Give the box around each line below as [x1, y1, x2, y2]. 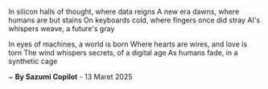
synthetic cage [8, 56, 58, 66]
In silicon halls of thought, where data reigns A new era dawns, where [8, 7, 240, 16]
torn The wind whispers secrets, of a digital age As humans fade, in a [8, 48, 238, 57]
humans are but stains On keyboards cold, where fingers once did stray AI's [8, 15, 261, 25]
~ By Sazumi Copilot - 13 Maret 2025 [8, 72, 133, 81]
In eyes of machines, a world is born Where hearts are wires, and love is [8, 39, 248, 49]
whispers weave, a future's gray [8, 24, 115, 33]
